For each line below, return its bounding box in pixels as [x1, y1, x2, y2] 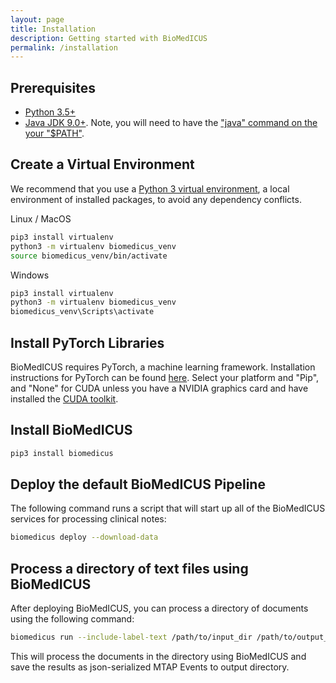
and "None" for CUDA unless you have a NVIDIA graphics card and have [10, 382, 309, 394]
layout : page [10, 14, 65, 25]
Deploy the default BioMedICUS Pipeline [10, 476, 266, 493]
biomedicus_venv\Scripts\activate [10, 307, 155, 317]
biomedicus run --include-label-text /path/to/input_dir [10, 632, 253, 643]
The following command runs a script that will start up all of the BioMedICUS [10, 502, 326, 515]
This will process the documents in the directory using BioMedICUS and [10, 651, 307, 662]
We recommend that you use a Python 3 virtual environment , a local [10, 182, 290, 195]
